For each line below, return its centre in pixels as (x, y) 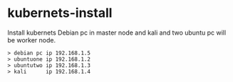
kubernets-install (60, 13)
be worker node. (31, 40)
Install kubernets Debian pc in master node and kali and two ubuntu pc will (117, 33)
